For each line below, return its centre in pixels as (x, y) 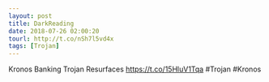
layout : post (30, 16)
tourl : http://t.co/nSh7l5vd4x (61, 39)
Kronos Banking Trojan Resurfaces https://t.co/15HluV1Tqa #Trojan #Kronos (135, 69)
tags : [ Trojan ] (34, 46)
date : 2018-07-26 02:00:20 (54, 31)
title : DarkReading (41, 24)
